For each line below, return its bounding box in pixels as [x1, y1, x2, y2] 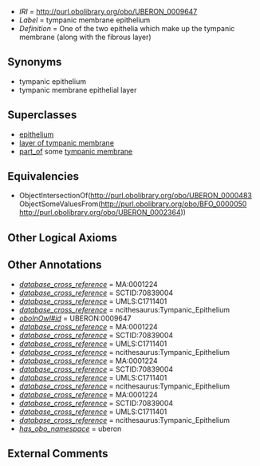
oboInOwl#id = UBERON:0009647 [18, 313, 132, 323]
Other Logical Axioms [7, 231, 117, 245]
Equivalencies [7, 169, 79, 183]
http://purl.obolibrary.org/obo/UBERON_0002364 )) [18, 208, 187, 217]
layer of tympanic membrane [18, 137, 115, 147]
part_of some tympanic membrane [18, 146, 133, 156]
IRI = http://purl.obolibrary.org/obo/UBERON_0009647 [18, 7, 198, 16]
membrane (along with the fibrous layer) [18, 32, 152, 42]
